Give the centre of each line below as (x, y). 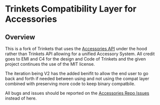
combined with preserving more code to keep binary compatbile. (70, 84)
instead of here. (21, 98)
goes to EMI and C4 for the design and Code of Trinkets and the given (76, 59)
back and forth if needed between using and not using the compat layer (77, 79)
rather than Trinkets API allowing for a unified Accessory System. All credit (80, 54)
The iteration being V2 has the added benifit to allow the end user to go (77, 73)
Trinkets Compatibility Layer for (71, 9)
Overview (20, 37)
